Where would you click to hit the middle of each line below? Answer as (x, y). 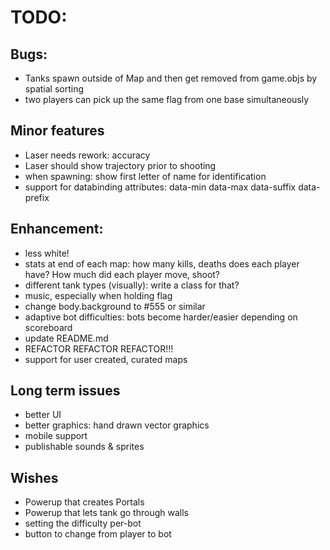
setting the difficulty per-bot (83, 523)
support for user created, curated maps (106, 359)
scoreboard (48, 327)
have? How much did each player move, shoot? (122, 274)
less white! (47, 253)
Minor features (57, 131)
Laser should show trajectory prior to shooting (120, 165)
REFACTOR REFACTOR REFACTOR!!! (99, 348)
